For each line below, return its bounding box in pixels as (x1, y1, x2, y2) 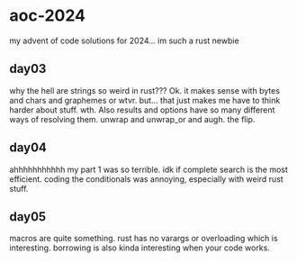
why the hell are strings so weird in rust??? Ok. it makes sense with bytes (9, 85, 281, 95)
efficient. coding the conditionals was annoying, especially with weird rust (9, 173, 283, 185)
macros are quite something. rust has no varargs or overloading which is (9, 233, 278, 244)
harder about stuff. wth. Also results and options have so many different (9, 104, 275, 115)
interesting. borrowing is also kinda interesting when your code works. (9, 242, 270, 253)
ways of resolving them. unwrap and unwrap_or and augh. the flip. (9, 113, 256, 124)
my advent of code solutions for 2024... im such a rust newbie (9, 35, 240, 46)
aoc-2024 (9, 5, 86, 26)
